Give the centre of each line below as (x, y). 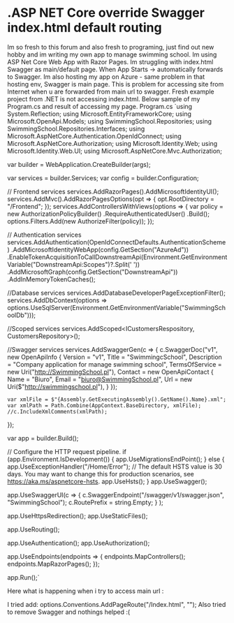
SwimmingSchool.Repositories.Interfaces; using (76, 129)
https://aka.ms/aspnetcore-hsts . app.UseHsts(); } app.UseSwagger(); (107, 481)
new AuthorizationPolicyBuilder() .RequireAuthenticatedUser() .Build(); (108, 214)
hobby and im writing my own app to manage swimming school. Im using (112, 54)
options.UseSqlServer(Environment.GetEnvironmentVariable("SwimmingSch (116, 307)
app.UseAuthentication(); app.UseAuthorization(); (79, 543)
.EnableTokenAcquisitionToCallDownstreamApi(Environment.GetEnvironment (117, 257)
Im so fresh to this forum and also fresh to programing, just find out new (111, 47)
